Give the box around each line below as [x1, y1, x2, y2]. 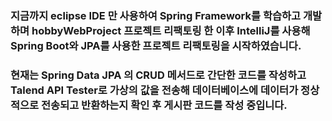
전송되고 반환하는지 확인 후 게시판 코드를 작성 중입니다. [41, 98, 288, 112]
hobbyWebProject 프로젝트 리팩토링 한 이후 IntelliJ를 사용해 [31, 23, 311, 37]
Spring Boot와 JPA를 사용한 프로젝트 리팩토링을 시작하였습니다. [10, 38, 302, 52]
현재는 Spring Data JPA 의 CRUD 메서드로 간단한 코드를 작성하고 [10, 68, 307, 82]
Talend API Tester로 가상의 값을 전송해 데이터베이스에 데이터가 [10, 83, 299, 97]
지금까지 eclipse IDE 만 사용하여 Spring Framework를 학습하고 [10, 8, 302, 22]
